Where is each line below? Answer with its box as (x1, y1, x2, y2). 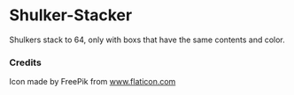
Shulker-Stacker (9, 5, 133, 26)
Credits (9, 56, 42, 69)
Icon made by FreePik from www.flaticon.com (9, 77, 176, 87)
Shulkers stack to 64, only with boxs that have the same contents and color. (9, 34, 285, 45)
